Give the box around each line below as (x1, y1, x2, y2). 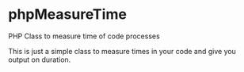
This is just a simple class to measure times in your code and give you (8, 46, 236, 56)
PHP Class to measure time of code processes (8, 31, 160, 41)
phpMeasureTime (8, 5, 127, 23)
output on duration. (8, 55, 71, 64)
